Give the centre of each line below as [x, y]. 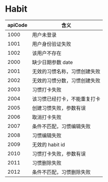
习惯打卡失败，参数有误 [59, 154]
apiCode [18, 25]
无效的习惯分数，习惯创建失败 [66, 81]
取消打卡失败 [47, 117]
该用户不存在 [47, 53]
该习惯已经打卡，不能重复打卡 [66, 99]
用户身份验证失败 [52, 44]
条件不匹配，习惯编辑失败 [61, 126]
